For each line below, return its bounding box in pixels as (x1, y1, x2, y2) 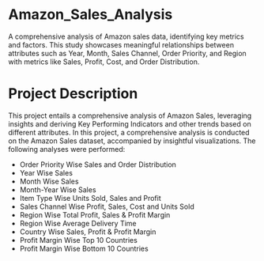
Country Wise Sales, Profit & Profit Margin (19, 227, 157, 236)
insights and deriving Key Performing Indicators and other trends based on (8, 119, 251, 128)
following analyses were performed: (8, 144, 126, 153)
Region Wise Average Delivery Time (19, 218, 137, 228)
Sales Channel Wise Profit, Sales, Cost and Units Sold (19, 202, 195, 211)
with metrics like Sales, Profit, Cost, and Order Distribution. (8, 57, 200, 66)
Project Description (8, 85, 138, 103)
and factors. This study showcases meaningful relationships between (8, 40, 235, 49)
